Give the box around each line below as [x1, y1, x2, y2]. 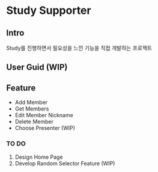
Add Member [14, 99, 48, 106]
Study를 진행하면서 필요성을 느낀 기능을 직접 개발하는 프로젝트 [6, 45, 152, 51]
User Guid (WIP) [6, 62, 68, 72]
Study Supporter [6, 4, 91, 18]
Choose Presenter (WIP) [14, 124, 76, 132]
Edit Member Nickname [14, 112, 73, 119]
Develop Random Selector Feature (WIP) [14, 159, 115, 167]
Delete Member [14, 118, 54, 126]
